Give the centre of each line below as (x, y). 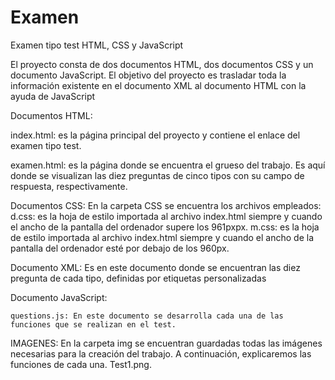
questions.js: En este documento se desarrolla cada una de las (147, 316)
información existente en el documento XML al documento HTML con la (158, 85)
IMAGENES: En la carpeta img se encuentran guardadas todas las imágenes (166, 343)
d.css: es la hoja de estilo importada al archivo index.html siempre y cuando (166, 216)
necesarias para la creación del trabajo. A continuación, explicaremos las (161, 353)
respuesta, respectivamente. (69, 186)
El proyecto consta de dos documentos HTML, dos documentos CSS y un (162, 64)
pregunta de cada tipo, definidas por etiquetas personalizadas (138, 278)
